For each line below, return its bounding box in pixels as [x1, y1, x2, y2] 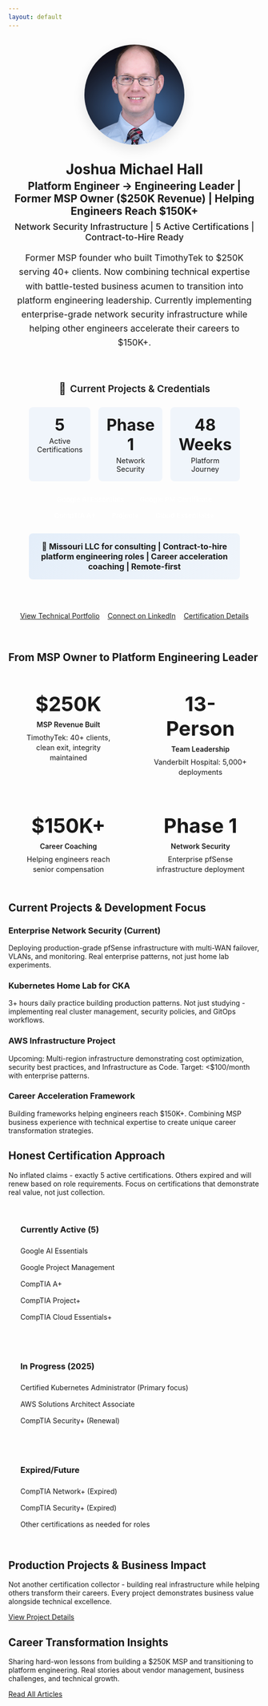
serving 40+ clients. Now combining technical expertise [18, 266, 250, 278]
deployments [178, 767, 222, 776]
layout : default [8, 13, 62, 21]
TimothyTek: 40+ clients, [26, 732, 110, 742]
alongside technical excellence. [8, 1597, 112, 1607]
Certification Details [183, 611, 250, 621]
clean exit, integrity [35, 742, 102, 752]
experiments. [8, 960, 52, 970]
